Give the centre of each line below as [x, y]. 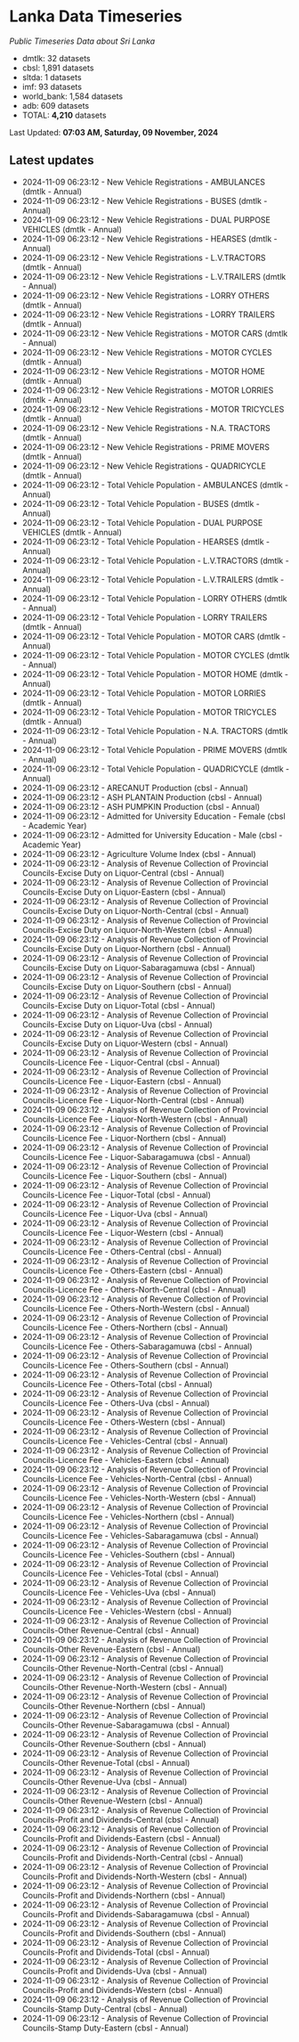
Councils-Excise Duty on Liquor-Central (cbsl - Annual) [123, 873]
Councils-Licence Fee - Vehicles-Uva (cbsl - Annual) [119, 1592]
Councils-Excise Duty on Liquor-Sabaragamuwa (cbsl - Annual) [138, 968]
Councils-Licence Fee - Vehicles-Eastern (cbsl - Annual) [125, 1459]
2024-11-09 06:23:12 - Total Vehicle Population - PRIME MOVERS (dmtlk [154, 749]
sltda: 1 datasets [52, 77]
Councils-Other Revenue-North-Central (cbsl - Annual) [123, 1668]
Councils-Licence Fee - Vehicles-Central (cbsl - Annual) [125, 1441]
